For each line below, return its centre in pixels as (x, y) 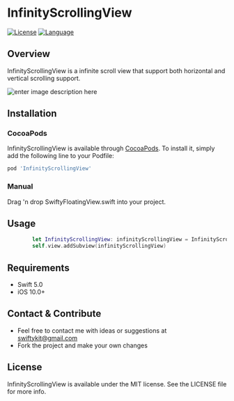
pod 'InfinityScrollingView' (49, 168)
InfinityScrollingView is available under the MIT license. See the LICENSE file (117, 384)
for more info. (27, 391)
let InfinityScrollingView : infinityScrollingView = (110, 239)
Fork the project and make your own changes (83, 345)
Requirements (38, 268)
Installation (32, 114)
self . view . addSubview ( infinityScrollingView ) (100, 246)
